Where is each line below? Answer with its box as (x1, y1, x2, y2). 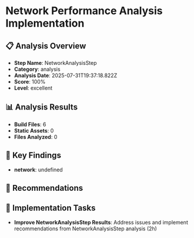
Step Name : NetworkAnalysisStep (14, 59, 98, 66)
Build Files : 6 (14, 121, 46, 128)
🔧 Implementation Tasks (5, 203, 96, 213)
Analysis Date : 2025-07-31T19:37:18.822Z (14, 72, 118, 79)
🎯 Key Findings (5, 150, 61, 160)
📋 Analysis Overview (5, 41, 86, 51)
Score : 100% (14, 78, 46, 85)
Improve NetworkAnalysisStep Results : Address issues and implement (14, 219, 189, 226)
